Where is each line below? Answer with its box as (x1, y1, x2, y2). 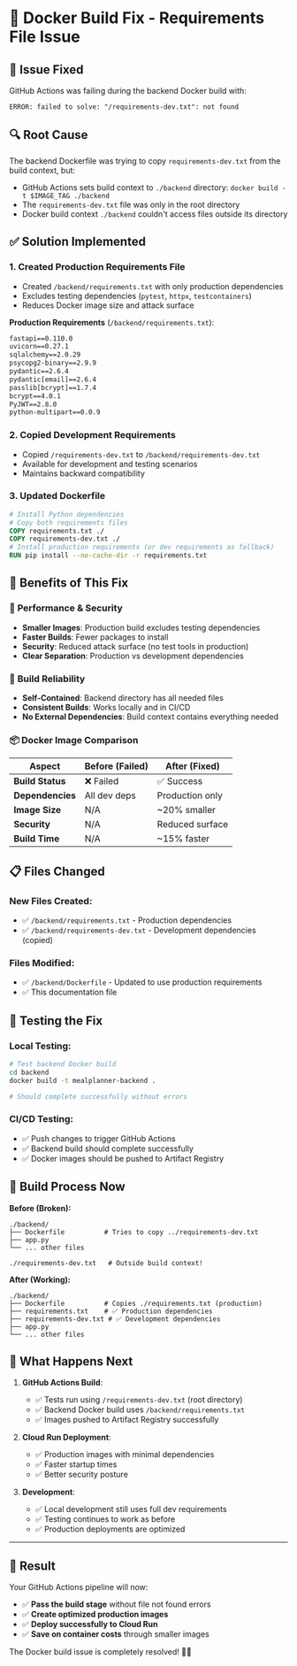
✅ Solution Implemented (9, 234, 146, 250)
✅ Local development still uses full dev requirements (34, 1504, 227, 1515)
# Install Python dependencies (9, 510, 125, 518)
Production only (156, 789, 224, 802)
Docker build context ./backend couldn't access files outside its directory (21, 208, 288, 219)
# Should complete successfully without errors (9, 1092, 188, 1101)
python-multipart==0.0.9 (9, 408, 101, 417)
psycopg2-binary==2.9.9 (9, 358, 97, 368)
